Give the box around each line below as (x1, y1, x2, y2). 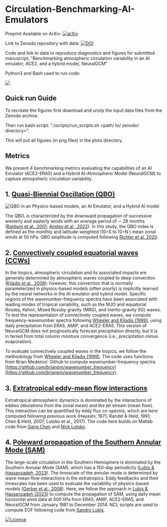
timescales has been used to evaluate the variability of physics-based (5, 480, 149, 486)
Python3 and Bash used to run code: (5, 70, 81, 76)
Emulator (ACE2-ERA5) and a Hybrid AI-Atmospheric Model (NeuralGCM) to (5, 170, 161, 176)
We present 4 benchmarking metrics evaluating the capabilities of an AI (5, 165, 152, 171)
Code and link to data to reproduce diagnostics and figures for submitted (5, 50, 155, 56)
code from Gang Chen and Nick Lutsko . (5, 424, 86, 430)
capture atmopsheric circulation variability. (5, 176, 93, 182)
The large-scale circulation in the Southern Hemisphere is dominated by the (5, 459, 161, 465)
